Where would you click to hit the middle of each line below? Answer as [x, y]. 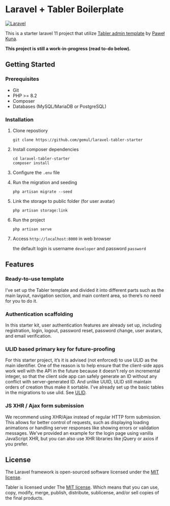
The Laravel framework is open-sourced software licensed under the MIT [82, 472]
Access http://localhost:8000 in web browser [62, 239]
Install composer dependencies [46, 149]
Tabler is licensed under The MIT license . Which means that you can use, [82, 487]
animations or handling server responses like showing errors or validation [82, 428]
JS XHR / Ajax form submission [45, 406]
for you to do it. [21, 301]
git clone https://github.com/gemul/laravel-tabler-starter [78, 140]
